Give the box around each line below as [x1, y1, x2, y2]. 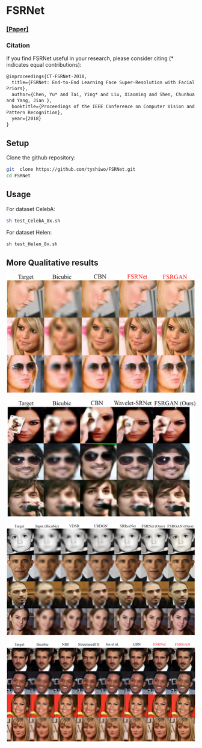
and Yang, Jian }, [6, 97, 52, 104]
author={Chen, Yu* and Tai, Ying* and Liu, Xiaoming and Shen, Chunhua [11, 91, 195, 98]
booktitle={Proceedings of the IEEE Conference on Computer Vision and [11, 103, 195, 110]
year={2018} [11, 115, 42, 122]
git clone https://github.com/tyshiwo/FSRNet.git [6, 167, 136, 173]
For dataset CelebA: [6, 205, 56, 212]
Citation [6, 41, 30, 50]
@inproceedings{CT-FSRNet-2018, [6, 73, 87, 80]
